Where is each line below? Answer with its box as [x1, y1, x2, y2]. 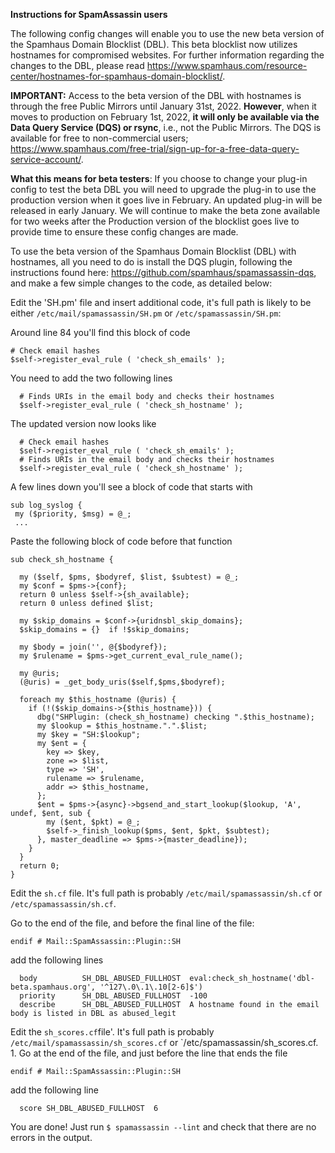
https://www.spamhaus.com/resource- [146, 60, 308, 71]
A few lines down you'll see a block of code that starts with [10, 481, 253, 493]
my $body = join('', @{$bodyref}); [19, 642, 168, 652]
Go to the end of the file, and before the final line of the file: [10, 917, 255, 929]
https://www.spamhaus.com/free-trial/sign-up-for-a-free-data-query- [10, 143, 300, 154]
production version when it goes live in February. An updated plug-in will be [10, 194, 323, 206]
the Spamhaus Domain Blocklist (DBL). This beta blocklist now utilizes [10, 39, 298, 50]
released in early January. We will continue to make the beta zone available [10, 205, 321, 216]
